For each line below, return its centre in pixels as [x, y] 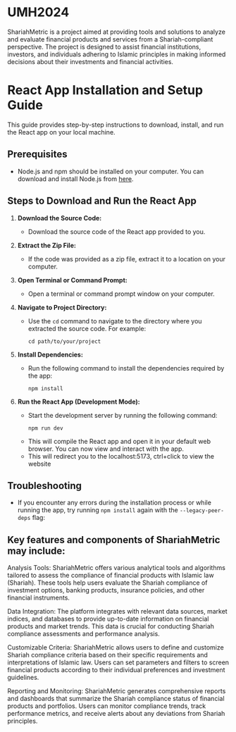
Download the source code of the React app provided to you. [117, 231]
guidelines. [23, 678]
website [39, 464]
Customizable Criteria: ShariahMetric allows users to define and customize [116, 647]
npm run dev [45, 428]
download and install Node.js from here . [75, 179]
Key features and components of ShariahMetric [114, 540]
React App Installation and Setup [105, 91]
